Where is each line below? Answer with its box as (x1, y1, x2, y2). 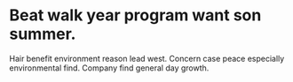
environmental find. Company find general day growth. (9, 63, 210, 73)
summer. (9, 24, 76, 44)
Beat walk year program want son (9, 5, 262, 26)
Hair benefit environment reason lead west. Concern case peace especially (9, 53, 285, 63)
